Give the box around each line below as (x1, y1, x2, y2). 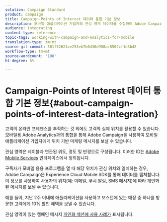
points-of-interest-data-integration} (5, 109, 159, 120)
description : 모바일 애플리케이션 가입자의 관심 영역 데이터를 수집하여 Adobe (5, 21, 146, 26)
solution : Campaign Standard (5, 7, 66, 12)
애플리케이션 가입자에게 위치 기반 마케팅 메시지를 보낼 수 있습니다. (5, 138, 133, 144)
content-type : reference (5, 30, 57, 35)
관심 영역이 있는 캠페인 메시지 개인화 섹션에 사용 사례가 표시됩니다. (5, 212, 134, 218)
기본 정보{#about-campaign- (15, 98, 134, 109)
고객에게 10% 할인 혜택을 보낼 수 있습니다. (14, 201, 96, 207)
